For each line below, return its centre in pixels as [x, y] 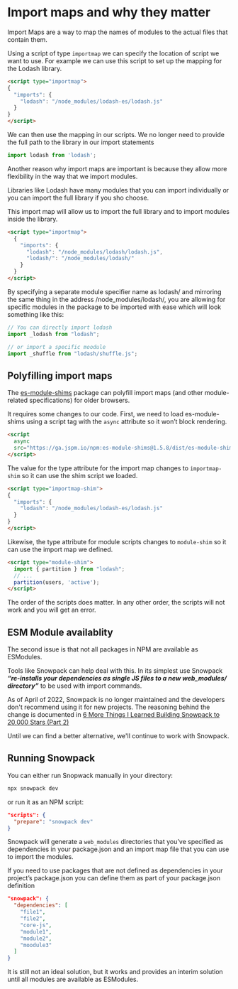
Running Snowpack [51, 758]
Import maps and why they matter [109, 12]
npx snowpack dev [33, 788]
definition [21, 886]
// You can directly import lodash [60, 328]
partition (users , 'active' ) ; [57, 582]
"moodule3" [36, 945]
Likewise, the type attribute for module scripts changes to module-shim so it [117, 541]
